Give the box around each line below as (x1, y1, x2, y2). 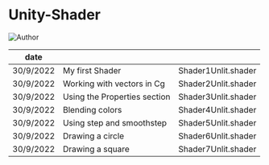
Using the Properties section (63, 91, 171, 102)
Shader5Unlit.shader (178, 117, 257, 128)
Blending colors (63, 104, 122, 115)
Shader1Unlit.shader (178, 64, 257, 76)
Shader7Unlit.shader (178, 143, 257, 155)
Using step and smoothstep (63, 117, 168, 128)
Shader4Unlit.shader (178, 104, 257, 115)
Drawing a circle (63, 130, 125, 142)
